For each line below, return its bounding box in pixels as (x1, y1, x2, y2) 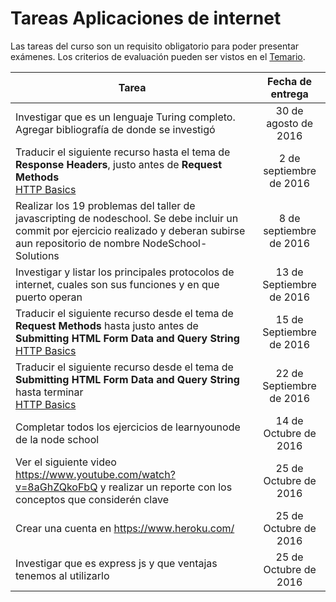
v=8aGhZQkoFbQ (15, 480, 98, 494)
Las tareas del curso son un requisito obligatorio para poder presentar (10, 40, 300, 52)
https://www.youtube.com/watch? (15, 467, 176, 481)
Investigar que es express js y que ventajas (15, 556, 218, 570)
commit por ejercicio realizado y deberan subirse (15, 223, 246, 237)
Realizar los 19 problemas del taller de (15, 198, 196, 212)
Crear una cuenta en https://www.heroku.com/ (15, 521, 235, 535)
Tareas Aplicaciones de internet (10, 7, 282, 30)
